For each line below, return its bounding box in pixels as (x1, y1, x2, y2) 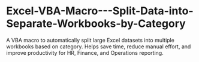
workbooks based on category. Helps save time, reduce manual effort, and (6, 43, 191, 50)
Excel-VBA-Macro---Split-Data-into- (6, 4, 194, 18)
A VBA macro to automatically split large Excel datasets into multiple (6, 36, 175, 44)
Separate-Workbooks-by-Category (6, 17, 186, 30)
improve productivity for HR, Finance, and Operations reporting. (6, 49, 164, 56)
